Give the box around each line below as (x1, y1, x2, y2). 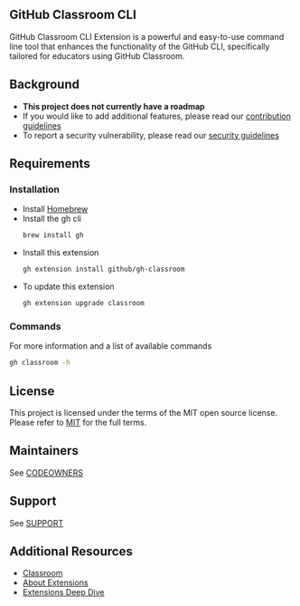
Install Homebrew (22, 204, 89, 215)
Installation (9, 183, 61, 196)
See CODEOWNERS (9, 467, 84, 478)
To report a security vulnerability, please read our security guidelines (22, 130, 280, 140)
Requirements (9, 156, 90, 171)
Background (9, 77, 80, 92)
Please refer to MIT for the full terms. (9, 417, 147, 428)
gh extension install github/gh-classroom (22, 265, 185, 274)
